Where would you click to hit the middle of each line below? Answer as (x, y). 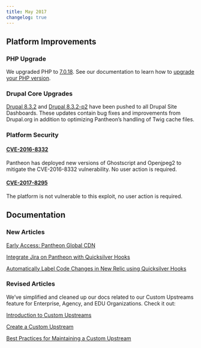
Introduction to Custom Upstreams (49, 315)
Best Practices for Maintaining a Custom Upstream (69, 338)
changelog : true (26, 17)
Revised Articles (31, 284)
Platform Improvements (51, 42)
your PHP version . (28, 78)
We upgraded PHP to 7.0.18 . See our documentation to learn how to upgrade (100, 72)
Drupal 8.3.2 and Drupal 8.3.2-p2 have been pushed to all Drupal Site (91, 107)
